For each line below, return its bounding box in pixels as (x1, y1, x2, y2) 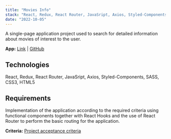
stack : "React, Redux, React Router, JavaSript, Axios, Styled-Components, (5, 12, 169, 17)
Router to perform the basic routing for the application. (5, 118, 120, 124)
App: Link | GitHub (5, 46, 45, 52)
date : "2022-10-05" (5, 17, 47, 22)
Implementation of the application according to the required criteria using (5, 107, 159, 113)
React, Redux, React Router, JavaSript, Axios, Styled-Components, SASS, (5, 74, 159, 80)
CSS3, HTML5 (5, 79, 35, 85)
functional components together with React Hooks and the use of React (5, 113, 156, 119)
